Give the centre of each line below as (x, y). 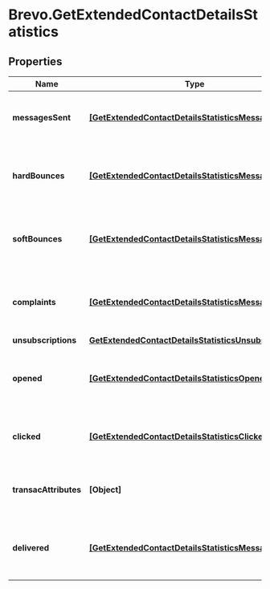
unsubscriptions (45, 340)
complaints (34, 302)
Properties (35, 61)
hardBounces (39, 176)
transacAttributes (47, 489)
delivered (31, 548)
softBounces (37, 239)
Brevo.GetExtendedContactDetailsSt (133, 15)
